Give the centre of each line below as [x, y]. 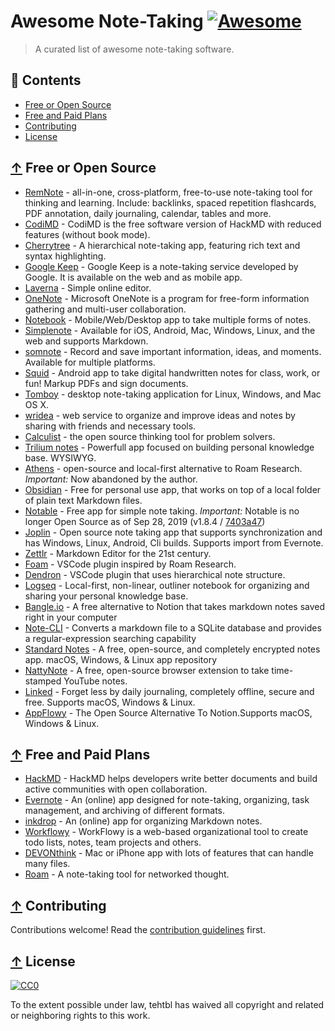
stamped [43, 681]
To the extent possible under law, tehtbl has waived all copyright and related [167, 1004]
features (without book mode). [87, 234]
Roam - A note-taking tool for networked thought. [127, 874]
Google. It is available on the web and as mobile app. [133, 277]
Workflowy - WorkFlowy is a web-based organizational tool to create [166, 832]
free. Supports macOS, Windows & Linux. [110, 702]
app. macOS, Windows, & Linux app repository [121, 659]
